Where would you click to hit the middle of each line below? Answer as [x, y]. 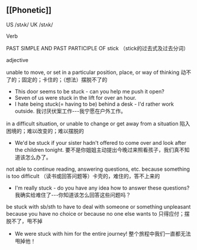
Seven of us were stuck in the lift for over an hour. [75, 98]
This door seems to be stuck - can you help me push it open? [89, 91]
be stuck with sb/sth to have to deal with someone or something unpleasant [98, 206]
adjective [17, 60]
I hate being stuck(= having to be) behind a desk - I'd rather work [94, 104]
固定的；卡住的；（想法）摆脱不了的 [64, 79]
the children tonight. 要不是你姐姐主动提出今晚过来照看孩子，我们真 [97, 150]
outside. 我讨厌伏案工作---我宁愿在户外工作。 [70, 111]
